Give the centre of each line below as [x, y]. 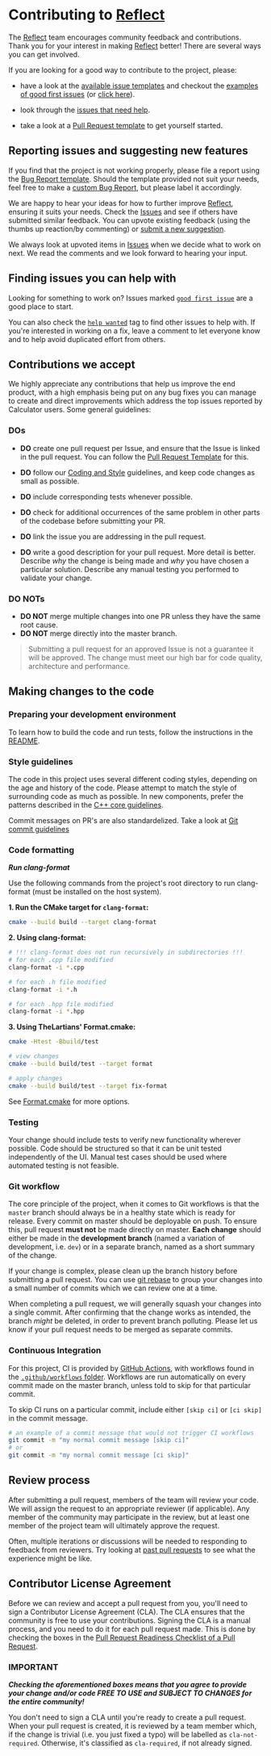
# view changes [34, 1056]
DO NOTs [27, 599]
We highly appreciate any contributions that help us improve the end [122, 384]
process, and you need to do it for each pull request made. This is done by [132, 1628]
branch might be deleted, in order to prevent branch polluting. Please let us [133, 1321]
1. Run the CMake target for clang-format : [79, 907]
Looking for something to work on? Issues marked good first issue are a [131, 298]
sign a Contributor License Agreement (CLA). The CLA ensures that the [127, 1612]
